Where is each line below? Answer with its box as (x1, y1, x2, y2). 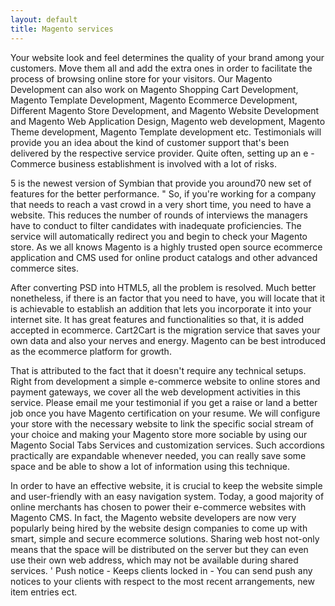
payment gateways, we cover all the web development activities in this (10, 386, 301, 398)
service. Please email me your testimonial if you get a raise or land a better (10, 396, 318, 408)
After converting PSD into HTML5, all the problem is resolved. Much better (10, 281, 317, 293)
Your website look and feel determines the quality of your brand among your (10, 51, 325, 63)
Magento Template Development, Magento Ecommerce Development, (10, 94, 298, 106)
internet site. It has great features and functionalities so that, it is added (10, 313, 305, 325)
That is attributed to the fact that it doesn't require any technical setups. (10, 364, 307, 376)
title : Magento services (10, 24, 114, 34)
